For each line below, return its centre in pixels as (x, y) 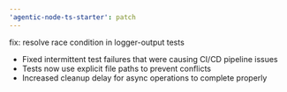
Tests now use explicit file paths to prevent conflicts (117, 68)
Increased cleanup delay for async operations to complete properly (144, 78)
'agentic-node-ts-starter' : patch (73, 17)
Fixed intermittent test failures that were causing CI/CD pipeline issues (150, 59)
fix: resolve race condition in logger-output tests (97, 42)
